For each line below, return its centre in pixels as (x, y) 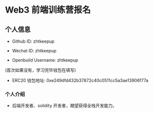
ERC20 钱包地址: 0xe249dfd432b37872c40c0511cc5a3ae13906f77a (80, 80)
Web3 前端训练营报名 (48, 10)
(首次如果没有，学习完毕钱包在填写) (41, 70)
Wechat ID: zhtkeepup (34, 51)
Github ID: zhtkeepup (33, 41)
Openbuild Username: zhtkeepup (45, 60)
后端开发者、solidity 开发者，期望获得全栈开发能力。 (64, 106)
